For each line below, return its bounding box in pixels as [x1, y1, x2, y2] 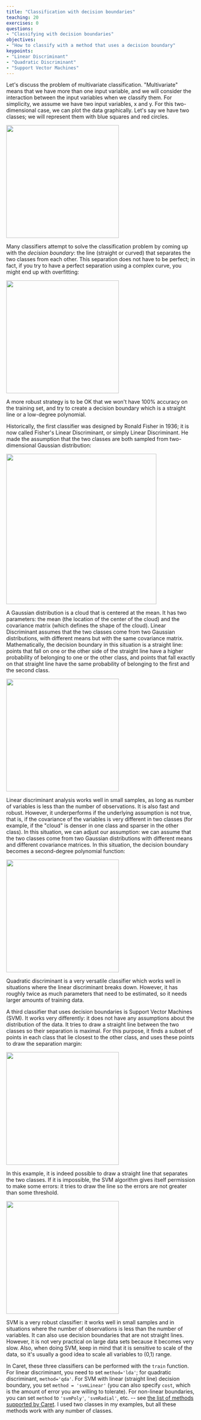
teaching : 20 [6, 14, 39, 20]
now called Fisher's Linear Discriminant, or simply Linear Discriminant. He [6, 429, 189, 436]
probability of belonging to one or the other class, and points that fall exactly [6, 654, 195, 661]
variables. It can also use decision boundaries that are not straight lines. [6, 1332, 184, 1339]
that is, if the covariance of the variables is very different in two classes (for [6, 816, 193, 823]
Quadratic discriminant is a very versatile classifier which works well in [6, 977, 181, 984]
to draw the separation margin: [6, 1040, 83, 1048]
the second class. [6, 667, 50, 674]
